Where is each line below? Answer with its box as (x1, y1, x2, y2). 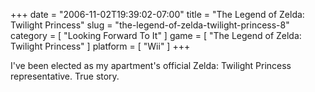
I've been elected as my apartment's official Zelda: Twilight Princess (10, 60, 292, 71)
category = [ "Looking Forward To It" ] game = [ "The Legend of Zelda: (10, 30, 302, 41)
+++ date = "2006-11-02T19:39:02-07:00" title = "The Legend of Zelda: (10, 9, 305, 20)
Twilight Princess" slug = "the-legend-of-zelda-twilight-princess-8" (10, 19, 290, 31)
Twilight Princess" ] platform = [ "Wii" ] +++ (10, 40, 191, 52)
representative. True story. (10, 70, 120, 82)
